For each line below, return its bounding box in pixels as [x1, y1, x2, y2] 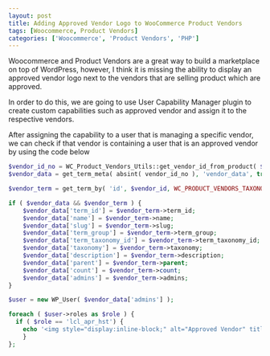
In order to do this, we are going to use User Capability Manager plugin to [8, 97, 252, 107]
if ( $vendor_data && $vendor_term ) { [8, 198, 142, 207]
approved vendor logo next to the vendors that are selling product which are [8, 73, 261, 83]
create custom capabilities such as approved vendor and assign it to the [8, 106, 247, 116]
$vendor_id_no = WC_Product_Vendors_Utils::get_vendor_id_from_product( [8, 162, 257, 171]
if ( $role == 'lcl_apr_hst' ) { [15, 318, 125, 326]
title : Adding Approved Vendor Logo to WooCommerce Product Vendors [8, 19, 243, 27]
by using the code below [8, 147, 90, 157]
